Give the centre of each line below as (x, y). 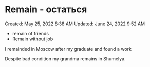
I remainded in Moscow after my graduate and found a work (68, 49)
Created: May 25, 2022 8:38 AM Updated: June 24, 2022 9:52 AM (75, 24)
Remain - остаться (46, 9)
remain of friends (31, 33)
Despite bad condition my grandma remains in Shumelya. (65, 59)
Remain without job (33, 39)
